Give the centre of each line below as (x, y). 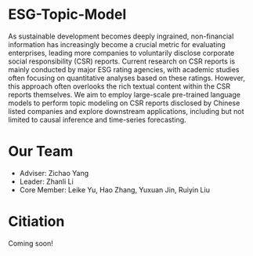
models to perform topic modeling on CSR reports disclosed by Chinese (124, 103)
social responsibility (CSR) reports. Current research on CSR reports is (122, 61)
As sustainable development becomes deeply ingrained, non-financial (121, 36)
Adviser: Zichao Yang (54, 173)
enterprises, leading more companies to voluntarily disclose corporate (121, 53)
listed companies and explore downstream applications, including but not (126, 111)
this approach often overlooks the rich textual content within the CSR (119, 86)
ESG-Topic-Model (67, 15)
